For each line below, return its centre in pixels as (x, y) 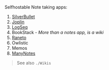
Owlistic (20, 43)
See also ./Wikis (34, 63)
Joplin (18, 22)
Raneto (19, 37)
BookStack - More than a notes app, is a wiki (58, 32)
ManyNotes (23, 53)
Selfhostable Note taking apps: (36, 7)
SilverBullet (23, 17)
